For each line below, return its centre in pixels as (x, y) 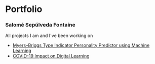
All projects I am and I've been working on (49, 35)
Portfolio (24, 9)
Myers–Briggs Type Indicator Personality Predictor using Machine (81, 45)
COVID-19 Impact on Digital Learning (51, 56)
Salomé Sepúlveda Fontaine (41, 25)
